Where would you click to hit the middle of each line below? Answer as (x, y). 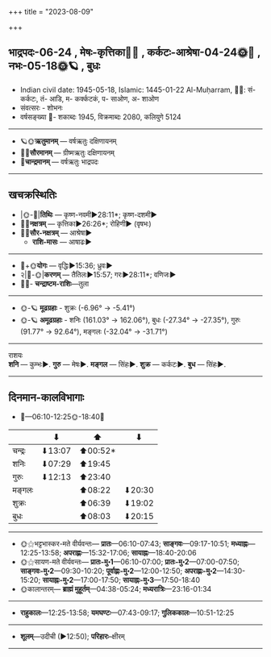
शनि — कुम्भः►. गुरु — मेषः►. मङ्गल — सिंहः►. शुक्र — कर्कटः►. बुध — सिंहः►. (117, 364)
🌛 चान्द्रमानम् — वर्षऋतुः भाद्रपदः (59, 161)
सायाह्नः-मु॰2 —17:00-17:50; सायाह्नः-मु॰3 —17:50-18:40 (121, 580)
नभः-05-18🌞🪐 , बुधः (54, 67)
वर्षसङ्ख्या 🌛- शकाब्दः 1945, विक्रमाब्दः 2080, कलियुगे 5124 (100, 117)
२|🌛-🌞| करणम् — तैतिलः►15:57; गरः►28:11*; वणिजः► (98, 274)
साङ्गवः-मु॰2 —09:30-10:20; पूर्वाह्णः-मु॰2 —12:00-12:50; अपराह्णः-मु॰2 (119, 571)
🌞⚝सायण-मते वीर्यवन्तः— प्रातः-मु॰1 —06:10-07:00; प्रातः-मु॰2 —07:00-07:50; (129, 562)
